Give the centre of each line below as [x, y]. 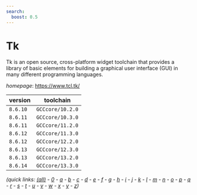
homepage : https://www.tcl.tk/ [43, 86]
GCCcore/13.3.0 [57, 166]
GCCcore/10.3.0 [57, 117]
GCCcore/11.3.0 [57, 134]
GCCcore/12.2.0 [57, 142]
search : [16, 11]
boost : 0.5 [25, 17]
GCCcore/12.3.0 [57, 150]
